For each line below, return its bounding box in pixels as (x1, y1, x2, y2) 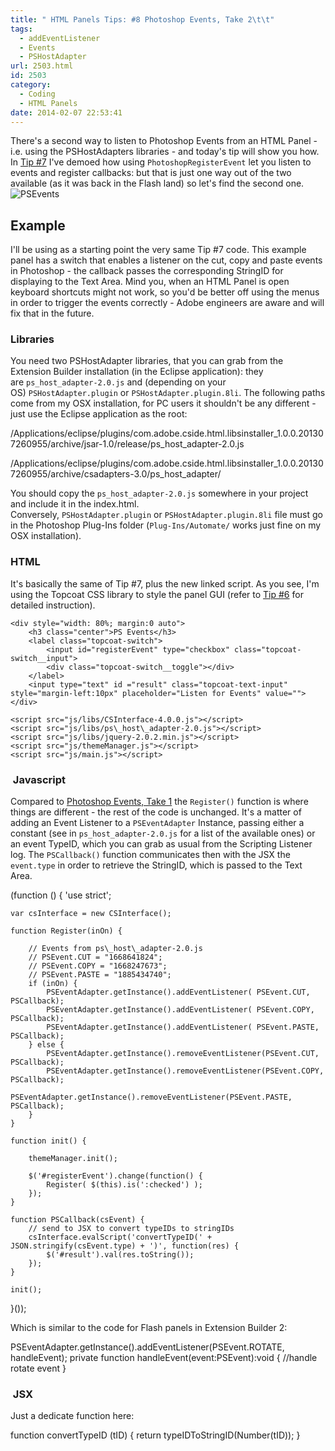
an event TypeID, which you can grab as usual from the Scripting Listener (10, 838, 313, 850)
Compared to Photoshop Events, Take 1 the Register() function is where (10, 796, 309, 808)
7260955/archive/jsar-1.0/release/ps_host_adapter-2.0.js (10, 438, 245, 450)
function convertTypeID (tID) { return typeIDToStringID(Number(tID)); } (10, 1429, 301, 1441)
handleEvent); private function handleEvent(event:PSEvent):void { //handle (10, 1352, 318, 1364)
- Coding (19, 89, 56, 99)
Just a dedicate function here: (10, 1410, 135, 1422)
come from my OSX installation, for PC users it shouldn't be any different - (10, 397, 317, 410)
